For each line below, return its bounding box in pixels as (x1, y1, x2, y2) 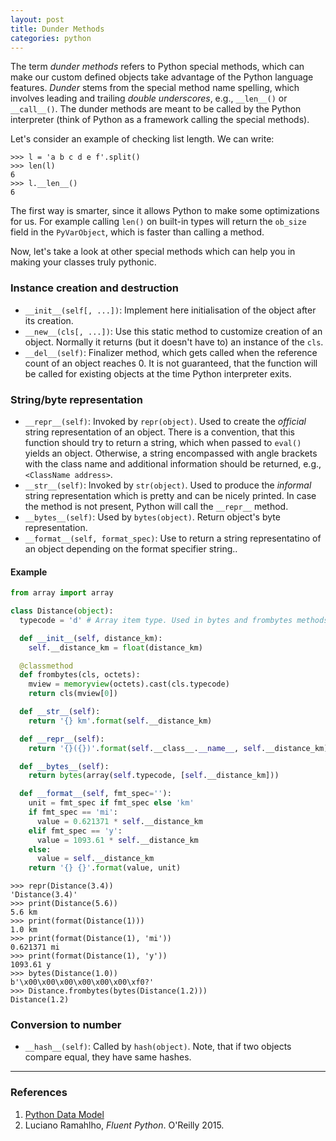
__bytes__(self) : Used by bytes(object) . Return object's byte (24, 511, 281, 523)
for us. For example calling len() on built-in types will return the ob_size (10, 216, 307, 228)
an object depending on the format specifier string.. (24, 542, 238, 555)
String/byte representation (10, 392, 143, 406)
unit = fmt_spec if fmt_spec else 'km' (28, 798, 195, 808)
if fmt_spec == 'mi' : (28, 807, 118, 818)
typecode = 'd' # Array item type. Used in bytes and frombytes (19, 615, 293, 625)
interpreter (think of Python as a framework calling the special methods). (10, 114, 310, 126)
